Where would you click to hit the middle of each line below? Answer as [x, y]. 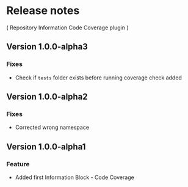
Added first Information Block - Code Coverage [74, 177]
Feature [18, 164]
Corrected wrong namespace [52, 127]
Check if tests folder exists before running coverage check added [98, 78]
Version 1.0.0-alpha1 [46, 146]
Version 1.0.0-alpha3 [47, 47]
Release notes [43, 11]
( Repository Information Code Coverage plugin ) [68, 28]
